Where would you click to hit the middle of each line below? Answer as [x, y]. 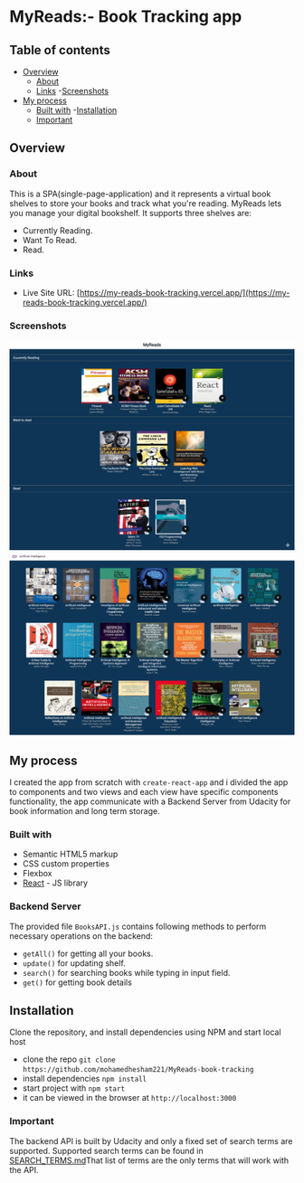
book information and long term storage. [85, 811]
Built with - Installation [76, 110]
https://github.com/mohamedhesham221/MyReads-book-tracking [138, 1070]
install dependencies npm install [85, 1079]
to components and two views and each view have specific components [144, 792]
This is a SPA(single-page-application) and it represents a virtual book [140, 194]
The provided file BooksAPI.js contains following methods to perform [138, 926]
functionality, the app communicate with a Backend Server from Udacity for [150, 801]
